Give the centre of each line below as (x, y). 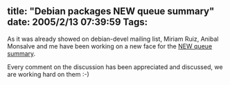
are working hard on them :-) (48, 74)
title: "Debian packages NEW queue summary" (111, 11)
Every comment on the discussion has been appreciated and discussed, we (115, 67)
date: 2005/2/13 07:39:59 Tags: (78, 22)
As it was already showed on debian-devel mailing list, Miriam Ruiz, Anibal (113, 39)
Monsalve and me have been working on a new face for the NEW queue (110, 46)
